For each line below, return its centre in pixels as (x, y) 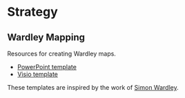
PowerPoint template (47, 67)
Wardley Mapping (46, 37)
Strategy (33, 12)
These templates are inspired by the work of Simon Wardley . (93, 87)
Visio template (38, 74)
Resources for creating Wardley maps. (61, 53)
